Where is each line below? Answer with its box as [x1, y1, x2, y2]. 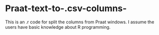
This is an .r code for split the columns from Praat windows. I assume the [5, 19, 155, 25]
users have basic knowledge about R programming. [5, 24, 111, 30]
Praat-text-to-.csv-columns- [5, 3, 127, 14]
